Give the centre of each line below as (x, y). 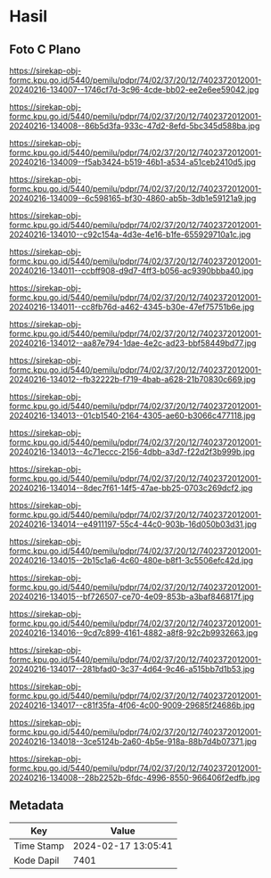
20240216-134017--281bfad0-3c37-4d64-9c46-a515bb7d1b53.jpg (132, 669)
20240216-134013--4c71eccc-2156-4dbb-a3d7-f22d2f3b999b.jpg (132, 451)
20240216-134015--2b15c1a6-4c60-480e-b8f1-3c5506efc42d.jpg (131, 560)
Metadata (37, 805)
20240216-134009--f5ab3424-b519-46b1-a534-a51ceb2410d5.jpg (133, 162)
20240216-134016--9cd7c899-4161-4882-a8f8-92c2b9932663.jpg (134, 633)
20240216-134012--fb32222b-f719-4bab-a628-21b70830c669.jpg (132, 379)
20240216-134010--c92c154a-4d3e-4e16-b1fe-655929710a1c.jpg (130, 234)
